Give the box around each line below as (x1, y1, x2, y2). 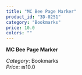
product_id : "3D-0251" (6, 14, 61, 20)
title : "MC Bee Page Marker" (6, 8, 77, 15)
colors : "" (6, 30, 33, 36)
